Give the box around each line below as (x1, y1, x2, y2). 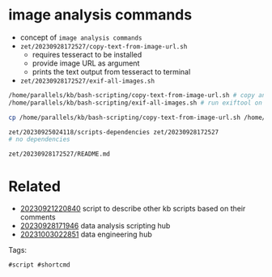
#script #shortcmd (8, 261, 70, 269)
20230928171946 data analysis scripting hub (19, 221, 171, 231)
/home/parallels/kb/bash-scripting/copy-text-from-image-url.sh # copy (8, 91, 255, 99)
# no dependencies (8, 135, 70, 143)
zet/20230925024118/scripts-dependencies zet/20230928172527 (8, 128, 219, 136)
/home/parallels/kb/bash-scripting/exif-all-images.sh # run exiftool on (8, 99, 263, 107)
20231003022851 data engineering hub (19, 229, 152, 240)
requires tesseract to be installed (32, 49, 142, 59)
